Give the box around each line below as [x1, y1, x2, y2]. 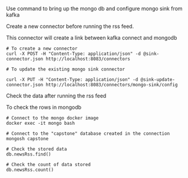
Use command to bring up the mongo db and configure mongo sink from [6, 5, 183, 12]
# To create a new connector [6, 46, 78, 51]
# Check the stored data [6, 146, 67, 152]
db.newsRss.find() [6, 151, 51, 157]
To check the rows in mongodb [6, 103, 81, 111]
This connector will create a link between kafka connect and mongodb [6, 34, 177, 41]
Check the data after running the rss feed [6, 92, 107, 99]
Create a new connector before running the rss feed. [6, 23, 134, 30]
